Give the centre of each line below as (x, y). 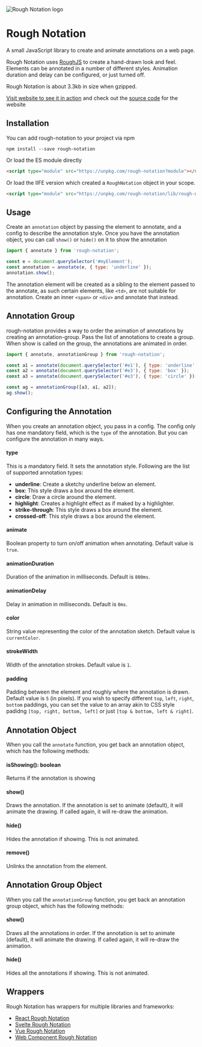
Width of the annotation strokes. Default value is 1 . (69, 665)
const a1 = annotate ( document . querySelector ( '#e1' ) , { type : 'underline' (101, 365)
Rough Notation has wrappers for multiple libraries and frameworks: (90, 1006)
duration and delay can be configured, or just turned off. (76, 75)
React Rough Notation (42, 1018)
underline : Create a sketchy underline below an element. (85, 484)
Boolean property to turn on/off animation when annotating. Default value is (100, 543)
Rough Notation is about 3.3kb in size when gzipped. (72, 86)
